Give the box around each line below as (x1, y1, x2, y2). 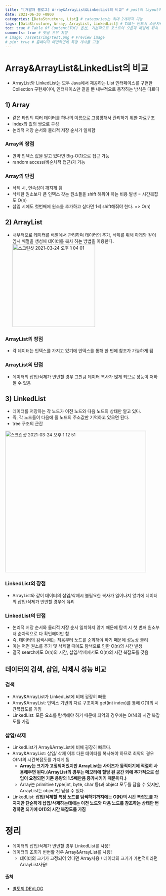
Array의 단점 (5, 172, 35, 179)
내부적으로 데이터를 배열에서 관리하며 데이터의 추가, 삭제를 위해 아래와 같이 (12, 232, 157, 238)
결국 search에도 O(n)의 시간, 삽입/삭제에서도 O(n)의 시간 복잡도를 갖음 (12, 649, 149, 655)
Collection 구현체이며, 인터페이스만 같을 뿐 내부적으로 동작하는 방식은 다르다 (12, 86, 160, 92)
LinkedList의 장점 (5, 580, 46, 587)
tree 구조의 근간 (12, 420, 43, 427)
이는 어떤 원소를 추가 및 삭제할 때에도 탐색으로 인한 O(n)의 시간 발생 (12, 643, 143, 649)
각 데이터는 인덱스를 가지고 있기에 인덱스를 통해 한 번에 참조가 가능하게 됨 (12, 348, 154, 354)
